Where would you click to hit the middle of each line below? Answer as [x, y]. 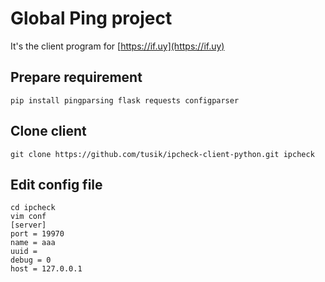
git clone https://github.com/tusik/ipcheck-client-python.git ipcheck [162, 154]
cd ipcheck [33, 208]
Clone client [48, 131]
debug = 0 [31, 260]
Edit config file [56, 184]
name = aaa [33, 243]
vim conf [28, 217]
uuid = [24, 252]
